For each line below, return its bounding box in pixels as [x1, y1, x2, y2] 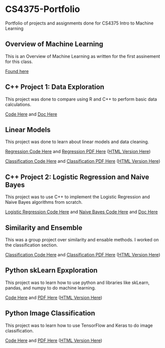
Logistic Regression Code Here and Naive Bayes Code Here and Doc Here [5, 209, 158, 215]
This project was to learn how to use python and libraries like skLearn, [5, 279, 150, 285]
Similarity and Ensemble [5, 223, 82, 232]
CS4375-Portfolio [5, 4, 80, 15]
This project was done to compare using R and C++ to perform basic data [5, 96, 157, 102]
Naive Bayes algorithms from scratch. [5, 199, 82, 205]
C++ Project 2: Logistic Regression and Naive [5, 173, 149, 181]
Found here [5, 68, 29, 74]
